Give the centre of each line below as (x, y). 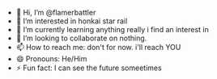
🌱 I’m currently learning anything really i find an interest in (112, 29)
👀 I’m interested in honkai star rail (72, 21)
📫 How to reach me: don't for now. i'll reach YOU (98, 47)
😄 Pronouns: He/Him (51, 59)
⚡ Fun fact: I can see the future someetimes (89, 68)
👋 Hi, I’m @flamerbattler (56, 12)
